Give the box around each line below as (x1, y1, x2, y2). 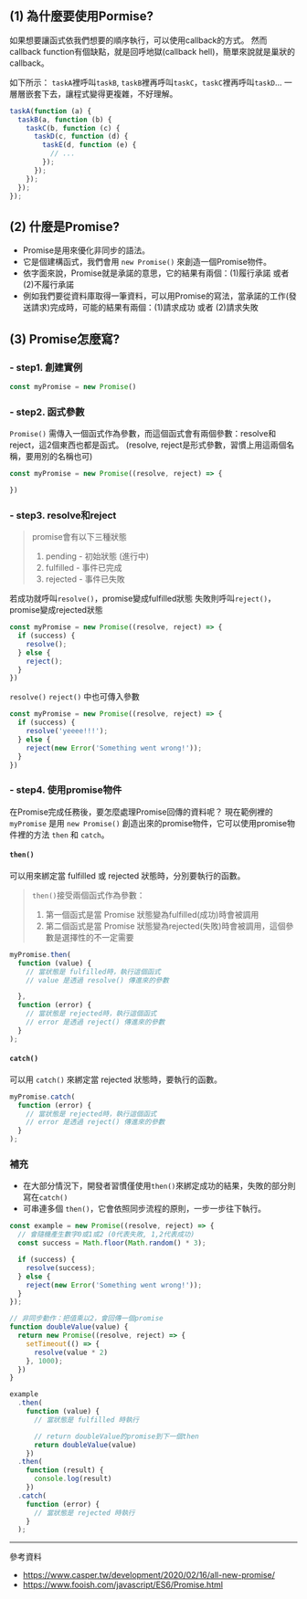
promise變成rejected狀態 (9, 605, 103, 615)
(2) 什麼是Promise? (9, 218, 121, 235)
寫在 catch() (22, 1192, 69, 1203)
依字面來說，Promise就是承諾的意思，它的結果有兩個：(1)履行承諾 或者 (22, 268, 290, 279)
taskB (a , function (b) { (17, 115, 112, 124)
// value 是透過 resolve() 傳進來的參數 (26, 975, 169, 984)
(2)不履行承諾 (22, 279, 75, 290)
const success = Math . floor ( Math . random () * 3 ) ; (17, 1238, 206, 1248)
